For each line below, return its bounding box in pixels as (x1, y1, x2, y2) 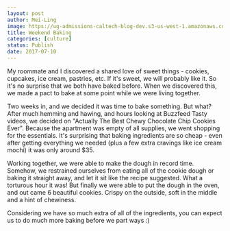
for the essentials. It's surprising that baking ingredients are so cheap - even (7, 131, 222, 139)
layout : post (7, 10, 44, 17)
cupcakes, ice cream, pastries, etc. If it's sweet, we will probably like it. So (7, 74, 217, 82)
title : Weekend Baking (7, 29, 72, 36)
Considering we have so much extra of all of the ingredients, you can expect (7, 208, 222, 217)
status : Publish (7, 42, 53, 49)
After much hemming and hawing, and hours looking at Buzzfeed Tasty (7, 109, 207, 117)
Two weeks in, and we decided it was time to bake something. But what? (7, 102, 212, 110)
